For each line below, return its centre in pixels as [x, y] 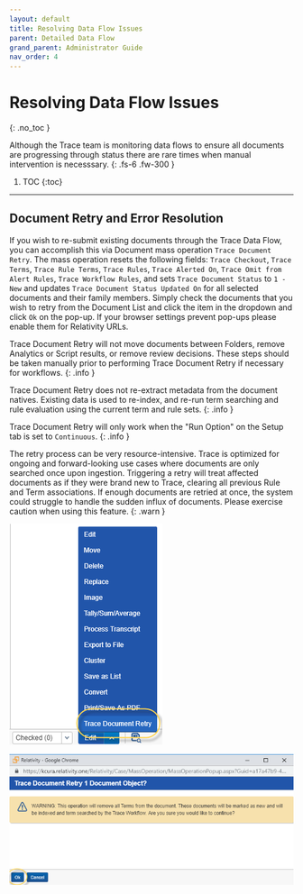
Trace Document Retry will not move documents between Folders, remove [147, 343]
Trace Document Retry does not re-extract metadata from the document [143, 390]
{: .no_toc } [30, 128]
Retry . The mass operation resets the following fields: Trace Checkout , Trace [151, 259]
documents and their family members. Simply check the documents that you [151, 297]
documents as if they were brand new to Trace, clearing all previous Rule [145, 482]
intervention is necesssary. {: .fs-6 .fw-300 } [92, 164]
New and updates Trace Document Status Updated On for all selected [134, 287]
